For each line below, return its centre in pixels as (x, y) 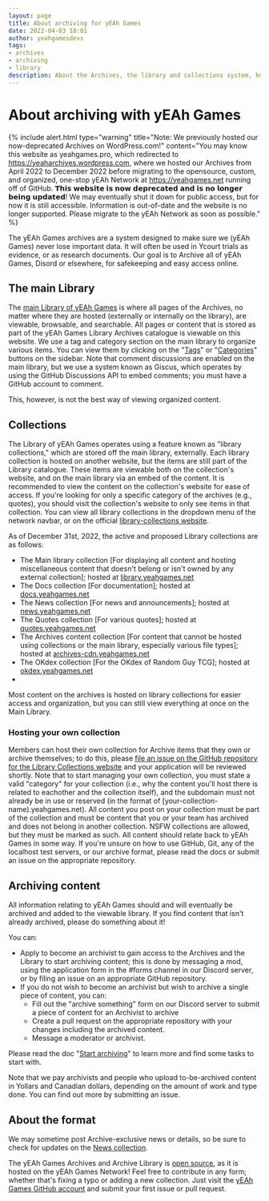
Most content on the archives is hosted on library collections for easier (125, 695)
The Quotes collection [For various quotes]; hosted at (108, 620)
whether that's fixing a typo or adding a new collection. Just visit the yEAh (131, 1180)
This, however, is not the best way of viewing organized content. (115, 400)
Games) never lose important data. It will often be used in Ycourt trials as (128, 246)
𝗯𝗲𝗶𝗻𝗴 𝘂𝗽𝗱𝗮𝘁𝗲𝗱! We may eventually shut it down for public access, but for (133, 196)
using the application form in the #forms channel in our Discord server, (137, 970)
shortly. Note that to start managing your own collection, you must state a (129, 775)
